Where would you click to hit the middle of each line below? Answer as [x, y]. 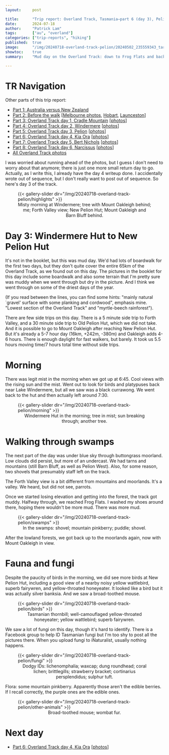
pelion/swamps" [35, 523]
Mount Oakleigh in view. [30, 543]
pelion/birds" [31, 609]
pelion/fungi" [31, 661]
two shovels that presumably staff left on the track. [58, 472]
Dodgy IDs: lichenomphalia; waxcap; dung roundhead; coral [84, 666]
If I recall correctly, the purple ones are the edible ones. [63, 692]
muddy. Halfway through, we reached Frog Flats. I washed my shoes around [84, 502]
